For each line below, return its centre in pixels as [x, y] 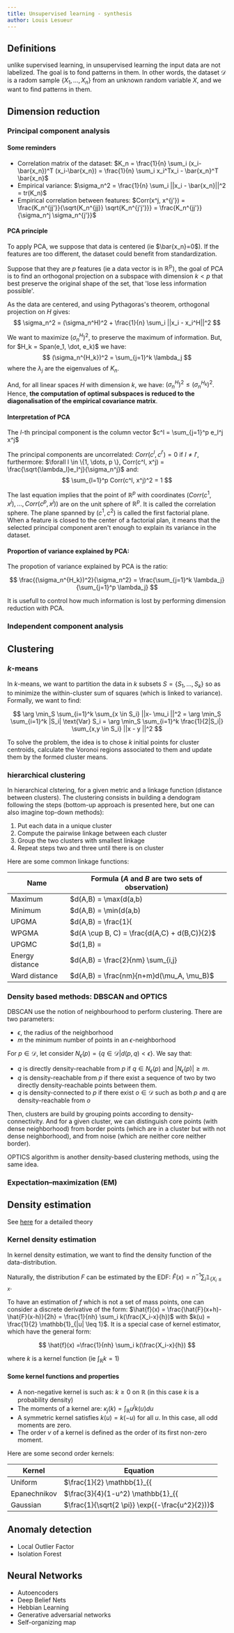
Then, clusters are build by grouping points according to [88, 1114]
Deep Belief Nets [41, 1600]
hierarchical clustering [46, 775]
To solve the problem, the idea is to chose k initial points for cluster [103, 742]
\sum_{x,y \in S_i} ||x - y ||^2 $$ [117, 728]
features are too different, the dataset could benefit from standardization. [112, 253]
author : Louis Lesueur [40, 20]
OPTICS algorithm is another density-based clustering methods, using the [113, 1157]
